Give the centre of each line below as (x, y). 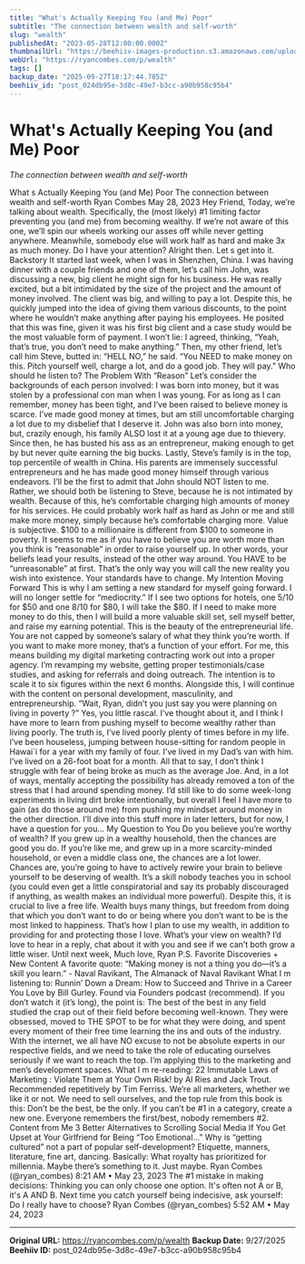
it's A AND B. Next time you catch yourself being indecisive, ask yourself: (146, 1195)
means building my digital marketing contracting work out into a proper (142, 655)
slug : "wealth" (38, 34)
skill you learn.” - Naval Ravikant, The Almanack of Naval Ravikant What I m (150, 973)
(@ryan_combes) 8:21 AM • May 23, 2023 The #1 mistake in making (137, 1175)
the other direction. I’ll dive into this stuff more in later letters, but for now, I (149, 818)
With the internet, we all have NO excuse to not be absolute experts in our (148, 1041)
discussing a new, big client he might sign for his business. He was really (146, 279)
